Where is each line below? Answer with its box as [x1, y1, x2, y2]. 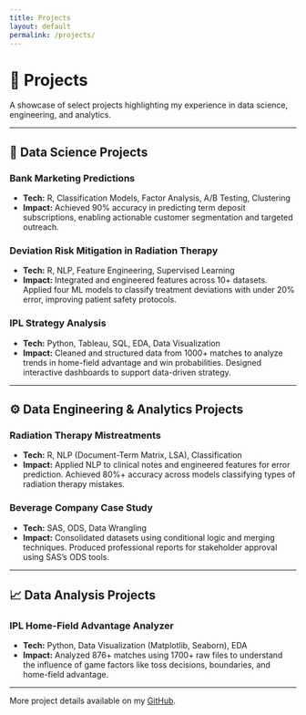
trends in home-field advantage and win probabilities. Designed [22, 357, 262, 368]
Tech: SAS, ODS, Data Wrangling [22, 522, 148, 534]
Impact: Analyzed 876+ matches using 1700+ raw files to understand [22, 649, 283, 661]
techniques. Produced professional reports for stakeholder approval [22, 542, 278, 553]
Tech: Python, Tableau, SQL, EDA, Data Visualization [22, 337, 220, 348]
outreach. [22, 222, 59, 233]
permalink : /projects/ [9, 30, 96, 39]
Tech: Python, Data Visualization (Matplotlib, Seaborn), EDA [22, 640, 248, 651]
